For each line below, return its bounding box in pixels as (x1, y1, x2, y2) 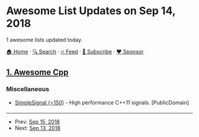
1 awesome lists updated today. (6, 36, 83, 43)
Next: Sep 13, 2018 (14, 124, 61, 131)
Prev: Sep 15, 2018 (14, 118, 60, 125)
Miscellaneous (6, 85, 49, 93)
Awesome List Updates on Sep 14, (6, 4, 176, 18)
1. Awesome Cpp (6, 67, 69, 77)
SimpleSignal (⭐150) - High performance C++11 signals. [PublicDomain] (14, 99, 190, 106)
